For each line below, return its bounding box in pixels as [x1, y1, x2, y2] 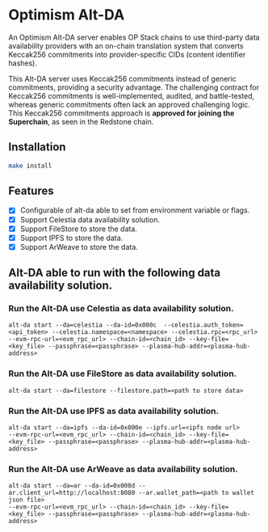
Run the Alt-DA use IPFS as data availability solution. [8, 405, 220, 416]
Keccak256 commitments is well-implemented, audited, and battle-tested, [8, 91, 255, 100]
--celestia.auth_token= [163, 321, 244, 329]
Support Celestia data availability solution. [19, 214, 161, 224]
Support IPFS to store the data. [19, 233, 124, 243]
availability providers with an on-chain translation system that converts [8, 40, 244, 50]
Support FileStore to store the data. [19, 224, 137, 234]
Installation [8, 140, 66, 154]
